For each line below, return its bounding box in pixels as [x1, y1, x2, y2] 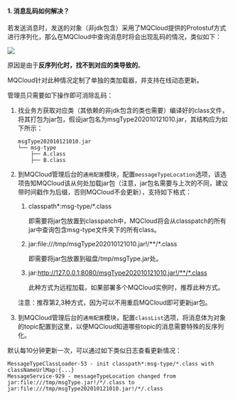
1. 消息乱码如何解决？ [7, 6, 70, 15]
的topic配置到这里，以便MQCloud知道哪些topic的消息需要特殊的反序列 [17, 322, 224, 331]
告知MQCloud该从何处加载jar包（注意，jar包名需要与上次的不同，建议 [23, 179, 229, 187]
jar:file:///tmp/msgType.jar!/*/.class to [7, 379, 135, 386]
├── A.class [31, 151, 66, 158]
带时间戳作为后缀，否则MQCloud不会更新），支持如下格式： [17, 188, 192, 197]
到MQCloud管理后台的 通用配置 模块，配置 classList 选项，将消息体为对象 [17, 313, 226, 322]
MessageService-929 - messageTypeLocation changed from [7, 373, 176, 380]
